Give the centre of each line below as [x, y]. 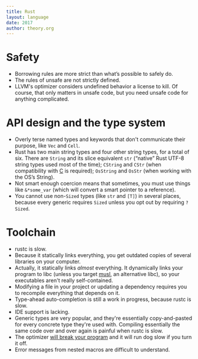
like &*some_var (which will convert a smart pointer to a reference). [95, 190]
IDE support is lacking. [42, 312]
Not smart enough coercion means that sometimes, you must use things [103, 184]
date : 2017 [20, 23]
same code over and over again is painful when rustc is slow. [89, 331]
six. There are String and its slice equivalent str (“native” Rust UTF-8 [99, 158]
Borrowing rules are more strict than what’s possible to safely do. [94, 74]
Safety [23, 57]
